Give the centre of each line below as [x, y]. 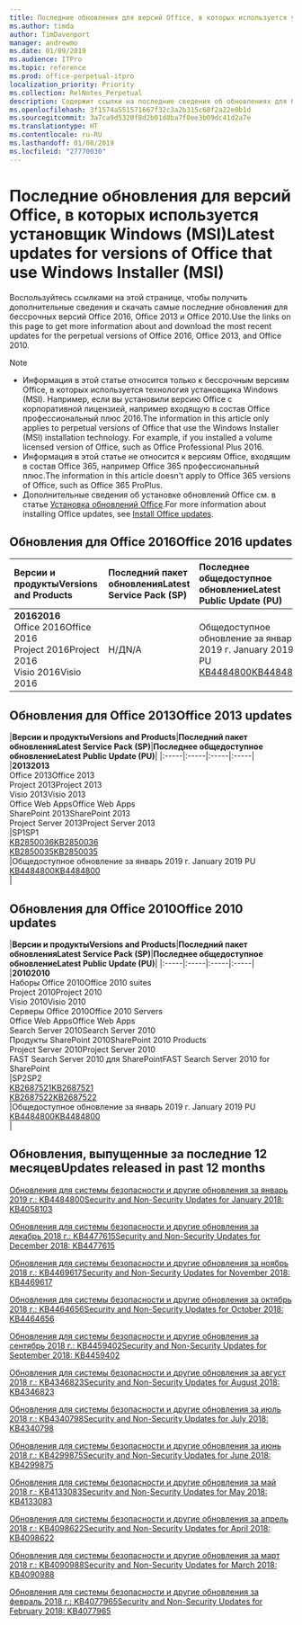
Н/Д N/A [125, 650]
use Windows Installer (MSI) [117, 272]
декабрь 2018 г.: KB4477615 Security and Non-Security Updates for [135, 1236]
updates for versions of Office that [141, 253]
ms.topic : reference [48, 68]
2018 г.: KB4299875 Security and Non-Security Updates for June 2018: [140, 1455]
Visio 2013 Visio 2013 [48, 795]
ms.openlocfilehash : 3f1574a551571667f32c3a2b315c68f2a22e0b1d [130, 110]
